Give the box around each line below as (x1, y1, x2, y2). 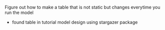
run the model (5, 9, 34, 15)
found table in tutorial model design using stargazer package (12, 19, 138, 25)
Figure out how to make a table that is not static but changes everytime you (5, 4, 161, 10)
